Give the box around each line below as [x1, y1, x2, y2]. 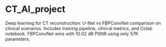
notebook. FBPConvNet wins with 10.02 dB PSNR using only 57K [5, 30, 139, 36]
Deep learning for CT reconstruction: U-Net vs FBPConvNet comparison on [5, 20, 161, 26]
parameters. [5, 36, 31, 42]
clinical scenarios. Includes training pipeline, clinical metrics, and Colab [5, 25, 153, 31]
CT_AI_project [5, 3, 66, 15]
